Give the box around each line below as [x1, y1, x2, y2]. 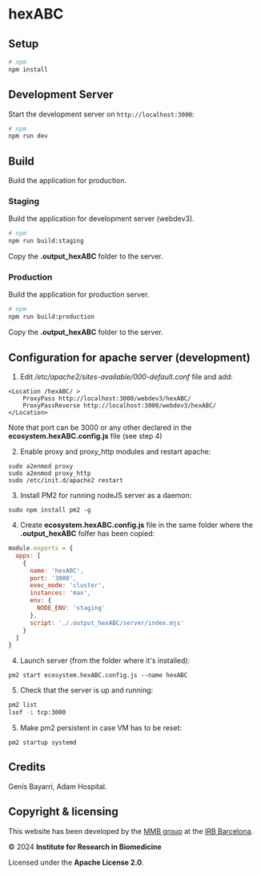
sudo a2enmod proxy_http [8, 469, 91, 478]
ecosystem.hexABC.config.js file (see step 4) [8, 431, 163, 441]
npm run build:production [8, 313, 94, 321]
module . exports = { [8, 544, 74, 553]
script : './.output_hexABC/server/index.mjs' [29, 619, 184, 627]
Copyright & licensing [8, 805, 118, 819]
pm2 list [8, 701, 38, 709]
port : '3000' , [29, 574, 78, 583]
